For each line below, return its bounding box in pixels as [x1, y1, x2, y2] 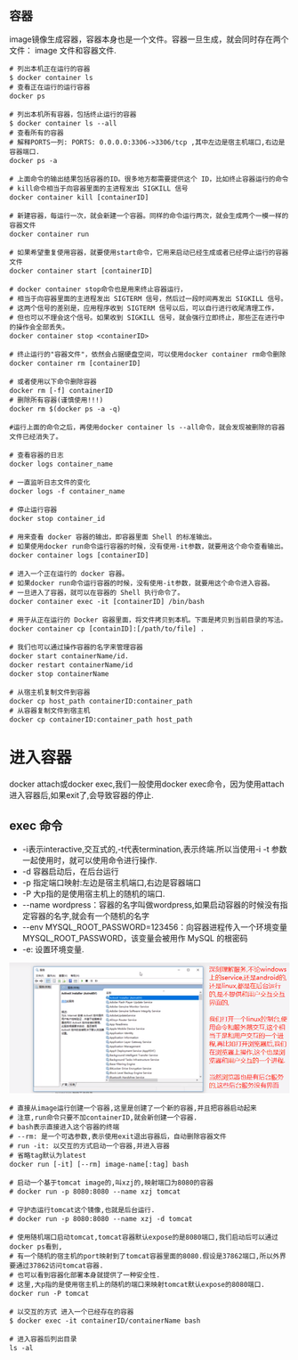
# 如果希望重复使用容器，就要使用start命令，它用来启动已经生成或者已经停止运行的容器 [9, 248, 289, 257]
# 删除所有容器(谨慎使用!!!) [9, 395, 104, 404]
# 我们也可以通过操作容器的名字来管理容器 [9, 642, 144, 652]
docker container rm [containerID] [9, 359, 141, 368]
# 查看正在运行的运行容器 [9, 83, 91, 92]
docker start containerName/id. [9, 651, 129, 661]
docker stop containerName [9, 669, 109, 679]
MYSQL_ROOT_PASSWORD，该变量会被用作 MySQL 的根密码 [21, 932, 248, 943]
